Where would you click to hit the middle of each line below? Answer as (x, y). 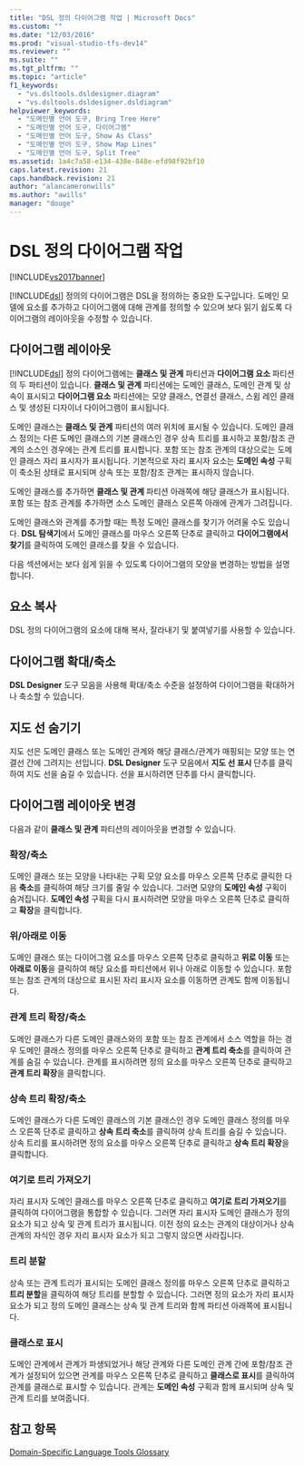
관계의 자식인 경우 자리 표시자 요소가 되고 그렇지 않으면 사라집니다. (127, 1235)
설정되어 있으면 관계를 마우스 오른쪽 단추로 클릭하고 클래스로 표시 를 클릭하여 (160, 1375)
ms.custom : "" (36, 26)
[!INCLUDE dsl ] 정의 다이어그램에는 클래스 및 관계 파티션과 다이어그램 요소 (140, 373)
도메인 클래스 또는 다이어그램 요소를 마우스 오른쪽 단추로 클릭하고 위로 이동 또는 (150, 958)
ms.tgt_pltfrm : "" (44, 69)
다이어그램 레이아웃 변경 (73, 806)
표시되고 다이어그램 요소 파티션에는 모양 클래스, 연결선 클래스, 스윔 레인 (152, 396)
